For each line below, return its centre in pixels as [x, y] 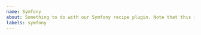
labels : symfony [26, 23]
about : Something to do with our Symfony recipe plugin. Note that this [99, 17]
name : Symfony [24, 12]
